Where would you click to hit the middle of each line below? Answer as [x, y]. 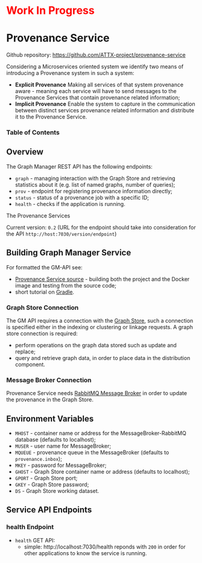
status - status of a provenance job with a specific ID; [82, 198]
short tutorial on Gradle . [44, 292]
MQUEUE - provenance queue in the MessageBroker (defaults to [92, 452]
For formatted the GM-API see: [44, 267]
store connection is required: [42, 333]
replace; [25, 352]
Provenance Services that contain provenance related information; [97, 98]
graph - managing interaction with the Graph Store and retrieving [95, 178]
